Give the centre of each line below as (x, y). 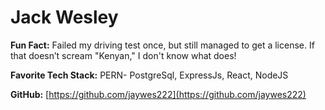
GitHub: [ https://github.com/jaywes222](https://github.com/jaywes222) (158, 94)
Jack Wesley (64, 17)
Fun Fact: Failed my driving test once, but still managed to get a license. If (162, 45)
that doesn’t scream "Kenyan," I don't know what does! (123, 55)
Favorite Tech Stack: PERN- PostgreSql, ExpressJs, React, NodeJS (149, 75)
